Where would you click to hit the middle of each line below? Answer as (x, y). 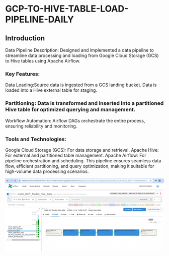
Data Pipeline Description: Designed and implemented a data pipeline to (80, 50)
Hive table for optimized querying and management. (70, 110)
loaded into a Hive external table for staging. (51, 90)
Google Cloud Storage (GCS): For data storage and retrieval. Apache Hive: (82, 150)
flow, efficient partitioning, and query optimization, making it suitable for (80, 166)
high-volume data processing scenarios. (47, 171)
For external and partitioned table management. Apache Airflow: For (76, 155)
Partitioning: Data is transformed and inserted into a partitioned (84, 103)
